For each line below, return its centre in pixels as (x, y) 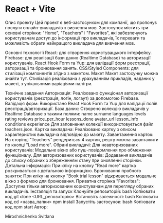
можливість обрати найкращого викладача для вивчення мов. (70, 43)
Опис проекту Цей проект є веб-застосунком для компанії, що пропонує (81, 22)
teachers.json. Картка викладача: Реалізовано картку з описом (71, 129)
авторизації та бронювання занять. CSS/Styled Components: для (72, 68)
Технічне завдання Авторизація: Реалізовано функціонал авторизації (77, 93)
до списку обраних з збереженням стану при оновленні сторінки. (73, 160)
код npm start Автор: (26, 207)
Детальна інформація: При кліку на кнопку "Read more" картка (71, 165)
